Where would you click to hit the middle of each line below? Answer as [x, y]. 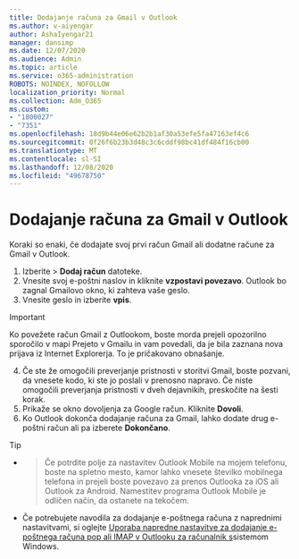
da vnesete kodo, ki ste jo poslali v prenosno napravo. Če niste [137, 380]
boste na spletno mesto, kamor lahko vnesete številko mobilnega [163, 472]
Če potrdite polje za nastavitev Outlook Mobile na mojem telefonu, [166, 462]
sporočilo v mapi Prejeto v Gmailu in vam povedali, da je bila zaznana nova [146, 344]
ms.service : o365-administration [71, 76]
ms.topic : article [43, 68]
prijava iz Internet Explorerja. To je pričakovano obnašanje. [117, 353]
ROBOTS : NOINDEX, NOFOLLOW [59, 84]
